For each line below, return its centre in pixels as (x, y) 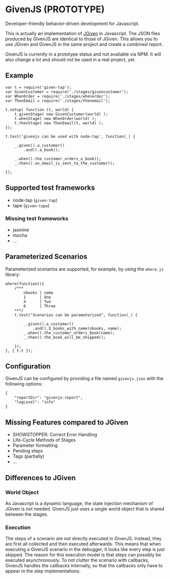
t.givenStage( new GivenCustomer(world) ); (61, 114)
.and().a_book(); (42, 150)
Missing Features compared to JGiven (67, 422)
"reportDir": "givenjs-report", (49, 398)
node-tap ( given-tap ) (35, 200)
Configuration (28, 367)
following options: (24, 384)
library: (13, 274)
